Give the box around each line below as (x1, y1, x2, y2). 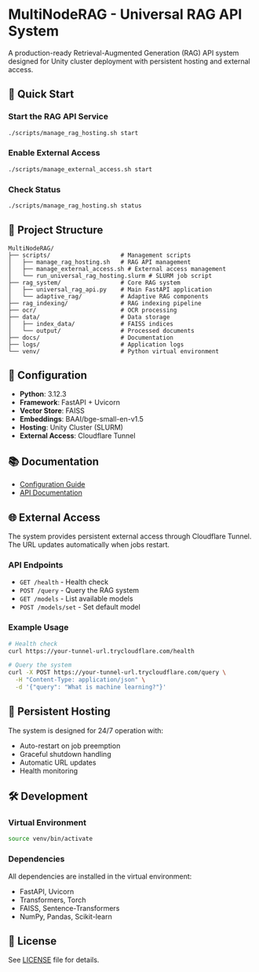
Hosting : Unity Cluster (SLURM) (19, 422, 124, 433)
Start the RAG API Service (8, 111, 108, 122)
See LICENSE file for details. (8, 956, 100, 965)
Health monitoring (19, 766, 78, 775)
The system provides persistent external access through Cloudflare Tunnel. (8, 532, 252, 541)
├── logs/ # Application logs (8, 340, 184, 349)
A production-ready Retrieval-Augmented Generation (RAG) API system (8, 48, 239, 57)
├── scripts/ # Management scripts (8, 251, 192, 259)
